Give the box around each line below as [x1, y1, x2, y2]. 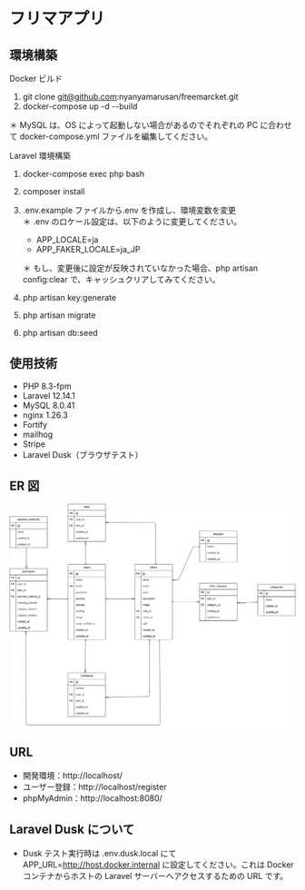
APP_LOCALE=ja [35, 234, 99, 245]
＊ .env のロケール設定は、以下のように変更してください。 [22, 216, 242, 227]
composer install [22, 186, 85, 196]
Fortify [22, 419, 48, 430]
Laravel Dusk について [9, 822, 135, 837]
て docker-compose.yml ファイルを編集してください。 [9, 131, 213, 142]
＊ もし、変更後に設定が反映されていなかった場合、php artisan [22, 262, 259, 273]
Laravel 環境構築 [9, 151, 71, 161]
